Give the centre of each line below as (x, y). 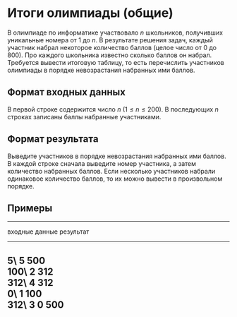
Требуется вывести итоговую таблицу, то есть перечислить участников (116, 62)
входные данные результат (48, 232)
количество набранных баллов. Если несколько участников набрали (111, 171)
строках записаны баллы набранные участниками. (84, 116)
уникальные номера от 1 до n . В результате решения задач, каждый (110, 40)
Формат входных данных (66, 92)
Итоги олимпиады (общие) (91, 13)
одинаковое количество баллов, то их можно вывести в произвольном (115, 179)
